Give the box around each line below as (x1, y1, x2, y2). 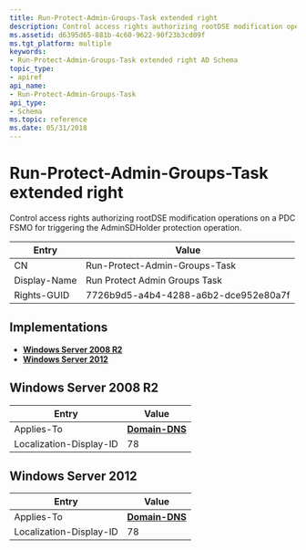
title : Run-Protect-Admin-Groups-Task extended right (9, 13, 219, 23)
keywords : (9, 47, 47, 57)
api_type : (9, 98, 47, 108)
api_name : (9, 81, 47, 90)
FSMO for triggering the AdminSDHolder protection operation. (9, 222, 242, 233)
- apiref (9, 73, 43, 82)
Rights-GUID (14, 288, 70, 301)
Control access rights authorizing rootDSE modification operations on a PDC (9, 212, 296, 223)
